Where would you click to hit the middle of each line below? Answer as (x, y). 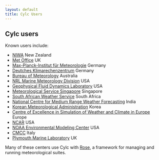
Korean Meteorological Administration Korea (57, 107)
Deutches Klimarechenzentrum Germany (53, 71)
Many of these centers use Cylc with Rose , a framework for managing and (80, 147)
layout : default (21, 10)
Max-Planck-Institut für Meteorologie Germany (59, 65)
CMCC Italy (24, 133)
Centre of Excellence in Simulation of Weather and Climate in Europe (81, 112)
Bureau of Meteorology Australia (45, 76)
